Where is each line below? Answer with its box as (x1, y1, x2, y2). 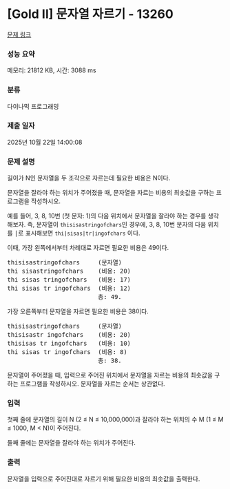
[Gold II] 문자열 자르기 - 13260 (7, 6, 174, 22)
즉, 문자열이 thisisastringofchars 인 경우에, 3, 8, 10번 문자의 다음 (27, 220, 207, 229)
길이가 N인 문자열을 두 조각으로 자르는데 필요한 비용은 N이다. (7, 174, 171, 183)
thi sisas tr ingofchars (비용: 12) (7, 284, 132, 293)
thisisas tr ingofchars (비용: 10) (7, 340, 132, 348)
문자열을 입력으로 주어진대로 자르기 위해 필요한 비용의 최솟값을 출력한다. (7, 475, 200, 483)
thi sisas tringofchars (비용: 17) (7, 276, 132, 284)
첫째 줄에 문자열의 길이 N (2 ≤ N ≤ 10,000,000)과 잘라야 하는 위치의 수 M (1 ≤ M (7, 415, 224, 424)
